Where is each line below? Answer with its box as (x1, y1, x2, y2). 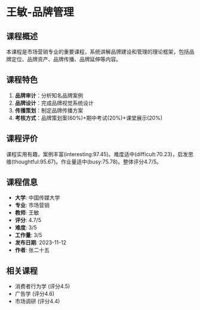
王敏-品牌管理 (6, 5, 75, 19)
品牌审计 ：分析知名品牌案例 (14, 92, 84, 99)
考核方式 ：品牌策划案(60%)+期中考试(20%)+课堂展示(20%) (14, 114, 163, 121)
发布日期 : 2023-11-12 (14, 239, 67, 246)
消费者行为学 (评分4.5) (14, 282, 70, 290)
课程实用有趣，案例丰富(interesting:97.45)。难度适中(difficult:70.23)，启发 (6, 150, 189, 157)
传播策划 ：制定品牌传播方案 (14, 107, 84, 114)
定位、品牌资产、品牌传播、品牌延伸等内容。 (11, 56, 121, 63)
